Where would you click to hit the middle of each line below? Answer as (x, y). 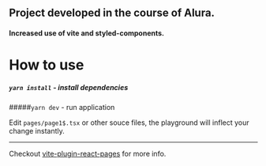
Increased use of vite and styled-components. (87, 33)
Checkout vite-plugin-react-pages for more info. (88, 154)
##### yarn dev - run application (62, 108)
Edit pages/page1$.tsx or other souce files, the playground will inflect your (129, 123)
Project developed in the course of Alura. (112, 13)
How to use (47, 65)
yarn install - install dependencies (69, 87)
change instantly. (37, 131)
